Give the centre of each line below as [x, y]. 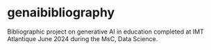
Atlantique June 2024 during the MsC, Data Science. [83, 38]
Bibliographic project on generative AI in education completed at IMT [106, 32]
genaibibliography [61, 13]
